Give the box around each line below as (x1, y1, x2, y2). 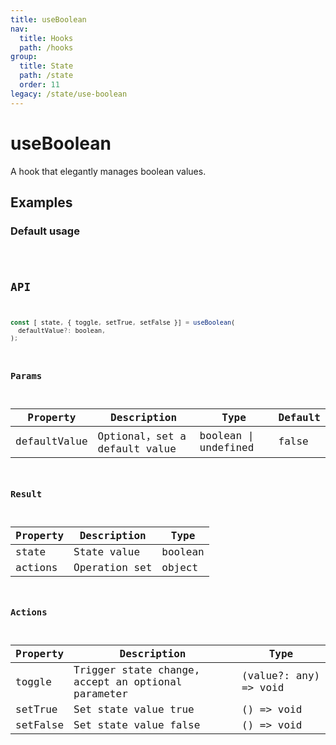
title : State (19, 61, 74, 71)
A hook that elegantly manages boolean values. (10, 165, 207, 177)
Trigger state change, (73, 663, 201, 676)
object (161, 561, 199, 574)
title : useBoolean (10, 14, 87, 25)
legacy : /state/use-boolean (10, 89, 128, 99)
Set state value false (73, 718, 201, 731)
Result (10, 488, 43, 500)
